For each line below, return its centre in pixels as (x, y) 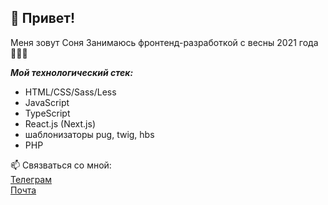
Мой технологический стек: (72, 72)
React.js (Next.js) (60, 123)
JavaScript (47, 102)
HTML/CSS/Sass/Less (70, 92)
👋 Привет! (43, 18)
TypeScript (47, 113)
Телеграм (31, 179)
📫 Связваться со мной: (61, 165)
